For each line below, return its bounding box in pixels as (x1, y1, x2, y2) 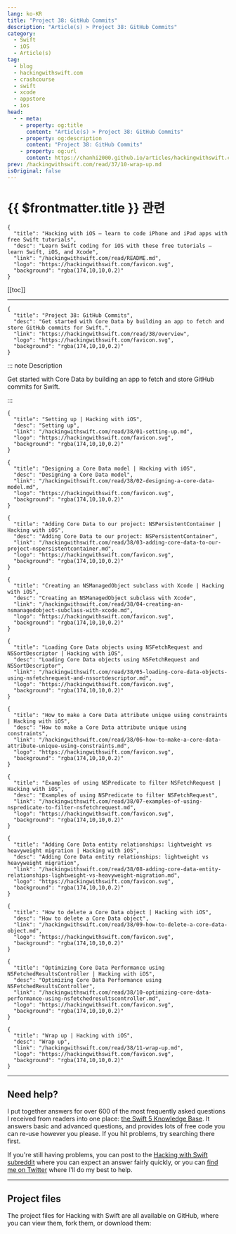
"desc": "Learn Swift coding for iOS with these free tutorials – (13, 242, 212, 249)
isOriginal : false (7, 167, 61, 175)
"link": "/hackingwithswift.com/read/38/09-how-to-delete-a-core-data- (13, 921, 228, 928)
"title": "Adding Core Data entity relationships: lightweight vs (13, 841, 212, 848)
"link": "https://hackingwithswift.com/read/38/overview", (13, 330, 190, 337)
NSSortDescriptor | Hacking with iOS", (7, 649, 124, 657)
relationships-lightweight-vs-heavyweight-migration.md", (7, 871, 181, 879)
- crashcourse (13, 75, 55, 83)
